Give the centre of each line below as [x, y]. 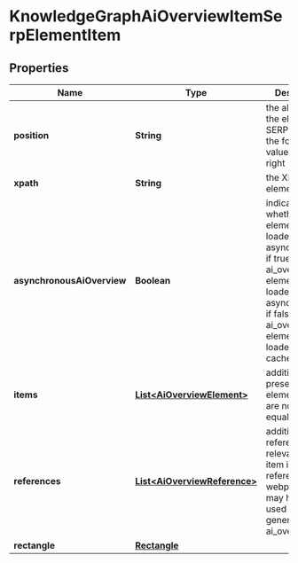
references [37, 481]
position [31, 135]
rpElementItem [65, 35]
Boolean [153, 281]
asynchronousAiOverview [70, 281]
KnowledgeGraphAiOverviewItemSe [146, 16]
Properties [39, 68]
